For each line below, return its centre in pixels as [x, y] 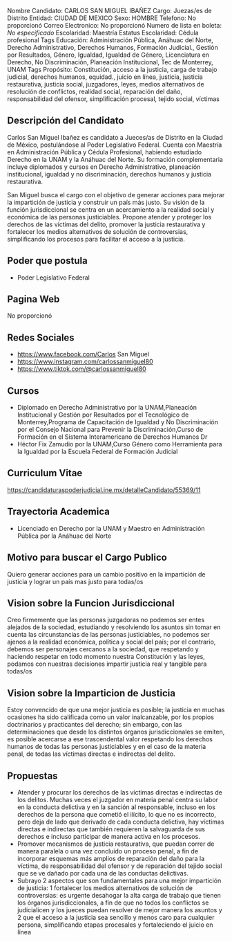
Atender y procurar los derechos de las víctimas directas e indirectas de [119, 792]
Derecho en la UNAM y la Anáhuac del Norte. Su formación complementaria [115, 159]
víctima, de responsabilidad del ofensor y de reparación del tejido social [119, 866]
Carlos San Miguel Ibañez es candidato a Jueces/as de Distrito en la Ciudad [115, 137]
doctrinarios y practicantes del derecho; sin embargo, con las [95, 725]
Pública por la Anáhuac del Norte [64, 536]
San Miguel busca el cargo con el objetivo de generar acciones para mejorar [116, 194]
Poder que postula [47, 261]
